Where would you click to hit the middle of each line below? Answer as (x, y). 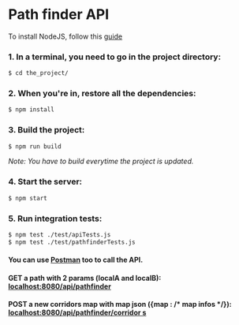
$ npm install (32, 110)
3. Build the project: (47, 130)
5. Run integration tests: (55, 219)
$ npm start (28, 198)
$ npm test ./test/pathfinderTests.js (72, 242)
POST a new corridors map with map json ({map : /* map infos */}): (120, 304)
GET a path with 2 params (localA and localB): (85, 278)
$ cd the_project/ (38, 73)
